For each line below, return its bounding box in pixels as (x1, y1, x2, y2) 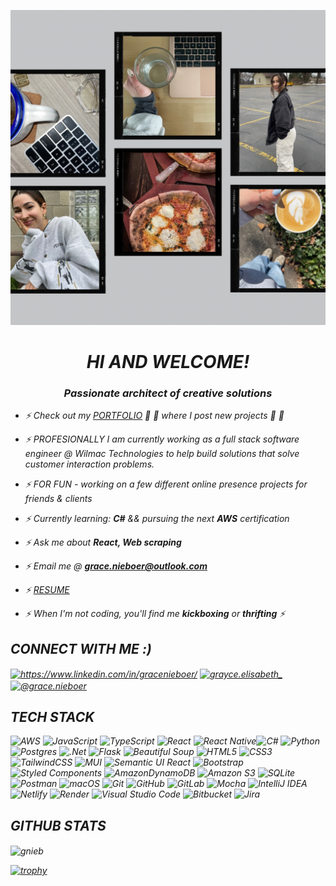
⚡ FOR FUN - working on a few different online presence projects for (24, 478, 308, 490)
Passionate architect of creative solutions (63, 386, 273, 400)
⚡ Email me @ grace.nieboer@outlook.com (24, 560, 208, 572)
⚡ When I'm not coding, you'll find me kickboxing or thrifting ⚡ (24, 608, 286, 620)
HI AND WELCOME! (86, 351, 250, 374)
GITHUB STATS (10, 817, 107, 834)
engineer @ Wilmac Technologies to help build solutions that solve (24, 448, 300, 460)
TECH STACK (10, 709, 95, 726)
